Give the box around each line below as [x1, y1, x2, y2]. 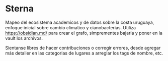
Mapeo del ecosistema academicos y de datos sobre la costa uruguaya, [5, 19, 154, 25]
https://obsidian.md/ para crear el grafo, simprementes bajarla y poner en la [5, 30, 162, 36]
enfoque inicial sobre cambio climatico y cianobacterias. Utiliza [5, 24, 136, 30]
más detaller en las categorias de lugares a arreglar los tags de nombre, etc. [5, 50, 163, 56]
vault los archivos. [5, 35, 43, 41]
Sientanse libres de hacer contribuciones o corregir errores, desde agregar [5, 45, 161, 51]
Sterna [5, 3, 34, 14]
